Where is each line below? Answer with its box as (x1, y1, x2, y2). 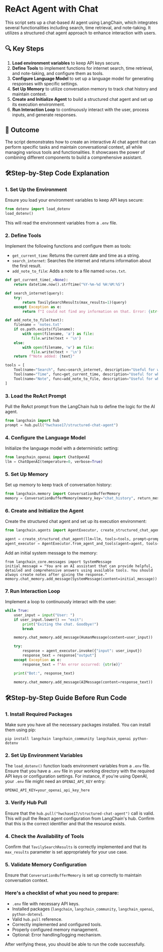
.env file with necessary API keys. (12, 900, 80, 907)
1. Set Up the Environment (5, 186, 67, 193)
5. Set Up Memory (5, 471, 49, 477)
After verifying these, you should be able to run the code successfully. (5, 941, 146, 947)
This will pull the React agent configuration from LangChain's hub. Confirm (5, 815, 155, 821)
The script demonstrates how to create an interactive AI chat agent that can (5, 139, 156, 145)
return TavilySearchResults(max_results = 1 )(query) (22, 300, 127, 305)
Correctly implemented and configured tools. (12, 921, 102, 927)
